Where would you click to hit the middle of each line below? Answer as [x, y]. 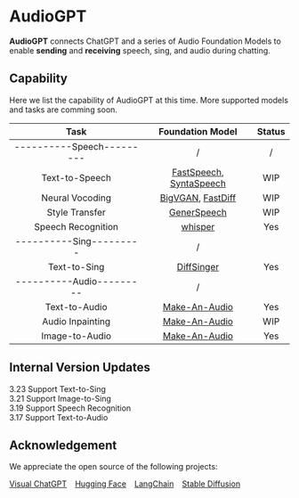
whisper [198, 226]
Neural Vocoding [77, 198]
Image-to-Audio [77, 336]
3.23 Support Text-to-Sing [58, 388]
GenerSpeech [198, 212]
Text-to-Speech [76, 177]
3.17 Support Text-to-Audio [59, 417]
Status [271, 131]
